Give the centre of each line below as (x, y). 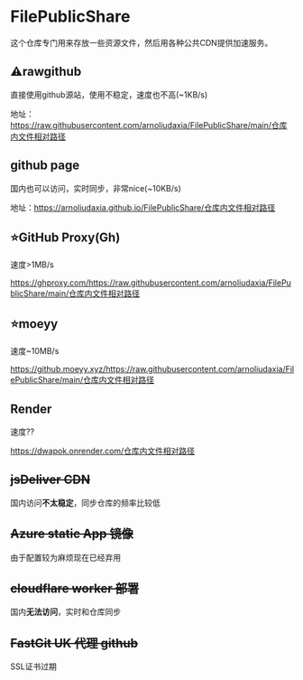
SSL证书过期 (33, 666)
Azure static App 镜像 (72, 534)
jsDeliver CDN (50, 480)
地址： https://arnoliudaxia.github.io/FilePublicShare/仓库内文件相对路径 (143, 207)
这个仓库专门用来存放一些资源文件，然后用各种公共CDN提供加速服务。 (142, 42)
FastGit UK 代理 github (74, 643)
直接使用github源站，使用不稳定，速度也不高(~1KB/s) (109, 94)
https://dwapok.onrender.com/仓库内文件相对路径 (103, 451)
